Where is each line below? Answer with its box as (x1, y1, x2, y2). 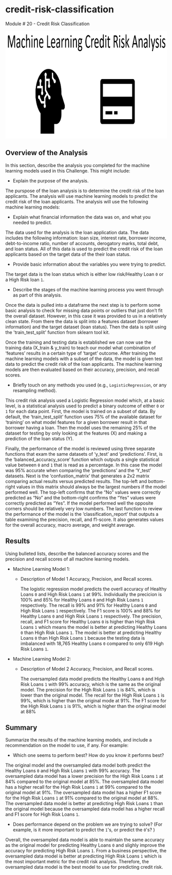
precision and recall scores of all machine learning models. (5, 556, 130, 562)
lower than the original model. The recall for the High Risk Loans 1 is (20, 692, 165, 698)
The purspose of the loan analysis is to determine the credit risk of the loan (5, 188, 164, 194)
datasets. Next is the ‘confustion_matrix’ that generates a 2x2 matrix (5, 473, 150, 479)
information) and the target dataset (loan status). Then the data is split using (5, 324, 167, 330)
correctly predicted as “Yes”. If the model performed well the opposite (5, 500, 154, 506)
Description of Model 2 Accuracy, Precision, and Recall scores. (20, 665, 154, 672)
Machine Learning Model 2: (12, 656, 71, 662)
